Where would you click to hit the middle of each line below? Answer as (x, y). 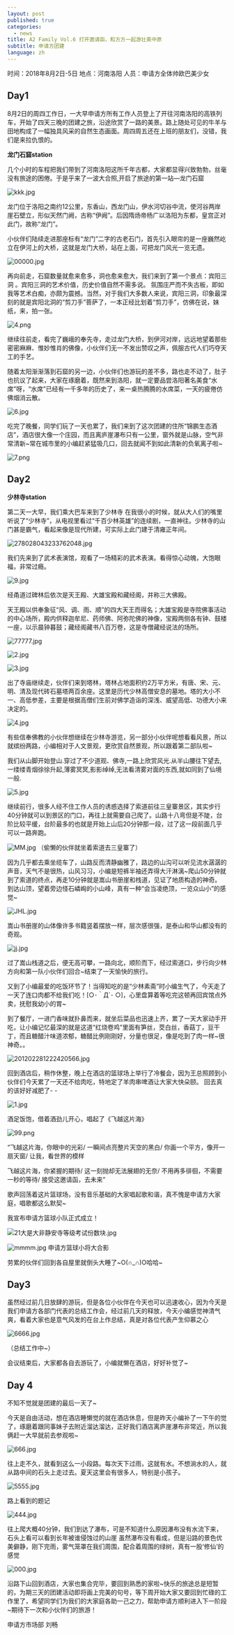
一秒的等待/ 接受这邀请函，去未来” (56, 1179)
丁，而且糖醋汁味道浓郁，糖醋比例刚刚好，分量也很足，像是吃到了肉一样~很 (116, 1036)
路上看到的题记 (29, 1501)
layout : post (26, 14)
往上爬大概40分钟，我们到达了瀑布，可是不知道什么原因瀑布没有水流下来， (115, 1529)
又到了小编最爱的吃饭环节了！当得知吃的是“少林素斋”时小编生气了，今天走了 (117, 986)
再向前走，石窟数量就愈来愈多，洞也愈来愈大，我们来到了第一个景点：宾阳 (114, 276)
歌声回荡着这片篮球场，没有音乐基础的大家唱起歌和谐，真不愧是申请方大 (111, 1194)
